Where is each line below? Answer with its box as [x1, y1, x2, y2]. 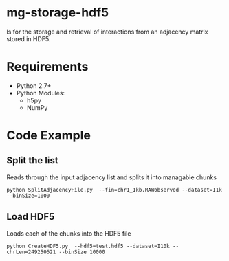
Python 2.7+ [16, 81, 52, 90]
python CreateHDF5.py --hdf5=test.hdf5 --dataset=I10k [6, 242, 170, 249]
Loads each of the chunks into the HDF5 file [6, 229, 131, 238]
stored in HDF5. [6, 34, 51, 43]
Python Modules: [16, 89, 65, 97]
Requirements [6, 59, 89, 75]
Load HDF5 [6, 211, 55, 223]
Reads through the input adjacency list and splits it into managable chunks [6, 173, 217, 181]
